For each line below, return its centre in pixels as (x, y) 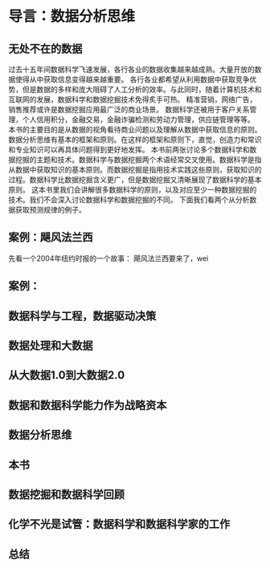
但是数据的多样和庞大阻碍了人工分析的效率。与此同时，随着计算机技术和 (142, 89)
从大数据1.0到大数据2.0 (67, 375)
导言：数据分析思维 (72, 16)
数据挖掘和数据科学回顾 (66, 494)
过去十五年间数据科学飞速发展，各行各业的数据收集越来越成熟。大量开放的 (131, 69)
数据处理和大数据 (51, 345)
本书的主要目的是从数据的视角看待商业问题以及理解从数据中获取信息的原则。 (135, 130)
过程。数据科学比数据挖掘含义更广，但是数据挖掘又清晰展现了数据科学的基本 (135, 180)
